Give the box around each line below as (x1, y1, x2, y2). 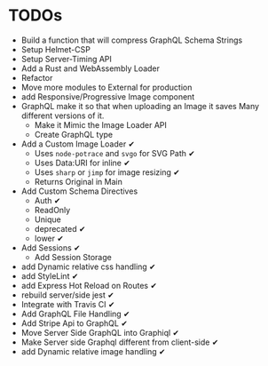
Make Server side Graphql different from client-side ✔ (20, 337, 219, 347)
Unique (34, 214, 61, 225)
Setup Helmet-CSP (20, 44, 91, 54)
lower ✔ (34, 233, 64, 243)
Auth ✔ (34, 195, 61, 205)
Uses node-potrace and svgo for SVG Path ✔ (34, 147, 196, 158)
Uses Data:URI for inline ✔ (34, 157, 130, 168)
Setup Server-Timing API (20, 53, 113, 64)
